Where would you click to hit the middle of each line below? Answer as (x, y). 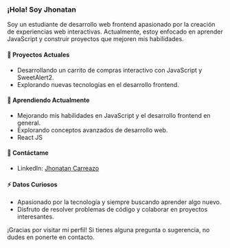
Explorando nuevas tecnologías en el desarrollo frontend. (98, 84)
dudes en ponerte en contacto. (51, 237)
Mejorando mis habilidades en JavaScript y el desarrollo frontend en (114, 115)
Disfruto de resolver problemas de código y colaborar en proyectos (112, 210)
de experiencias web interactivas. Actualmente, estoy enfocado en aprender (115, 32)
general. (29, 123)
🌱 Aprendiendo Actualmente (48, 100)
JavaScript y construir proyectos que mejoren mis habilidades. (95, 39)
